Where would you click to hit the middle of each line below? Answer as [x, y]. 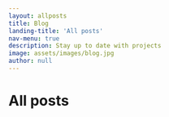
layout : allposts [38, 16]
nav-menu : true [34, 38]
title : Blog [28, 23]
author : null [30, 61]
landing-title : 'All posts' [56, 31]
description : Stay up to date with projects [85, 46]
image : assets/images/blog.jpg [61, 53]
